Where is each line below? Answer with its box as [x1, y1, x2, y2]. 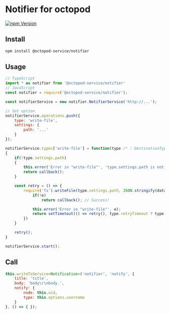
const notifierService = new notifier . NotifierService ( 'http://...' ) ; [5, 99, 157, 104]
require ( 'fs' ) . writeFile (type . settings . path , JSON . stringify [23, 188, 155, 193]
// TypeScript [5, 76, 35, 81]
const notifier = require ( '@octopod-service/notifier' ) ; [5, 90, 128, 95]
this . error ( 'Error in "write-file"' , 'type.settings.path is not [23, 165, 164, 170]
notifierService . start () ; [5, 243, 60, 249]
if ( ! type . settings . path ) [14, 155, 67, 160]
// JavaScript [5, 85, 35, 91]
